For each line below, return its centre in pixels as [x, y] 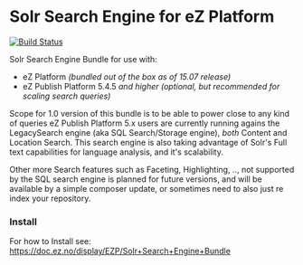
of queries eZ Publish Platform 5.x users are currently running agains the [145, 123]
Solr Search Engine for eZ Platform [142, 17]
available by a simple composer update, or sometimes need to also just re [147, 188]
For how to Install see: [51, 241]
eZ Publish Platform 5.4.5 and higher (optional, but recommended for [151, 86]
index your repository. [50, 198]
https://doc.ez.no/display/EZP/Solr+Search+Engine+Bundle [120, 251]
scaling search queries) [66, 96]
